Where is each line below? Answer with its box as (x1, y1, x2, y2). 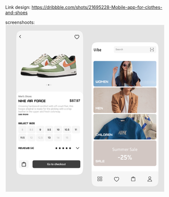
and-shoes (5, 10, 28, 16)
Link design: (5, 5, 31, 10)
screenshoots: (5, 20, 35, 25)
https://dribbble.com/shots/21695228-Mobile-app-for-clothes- (31, 5, 162, 10)
